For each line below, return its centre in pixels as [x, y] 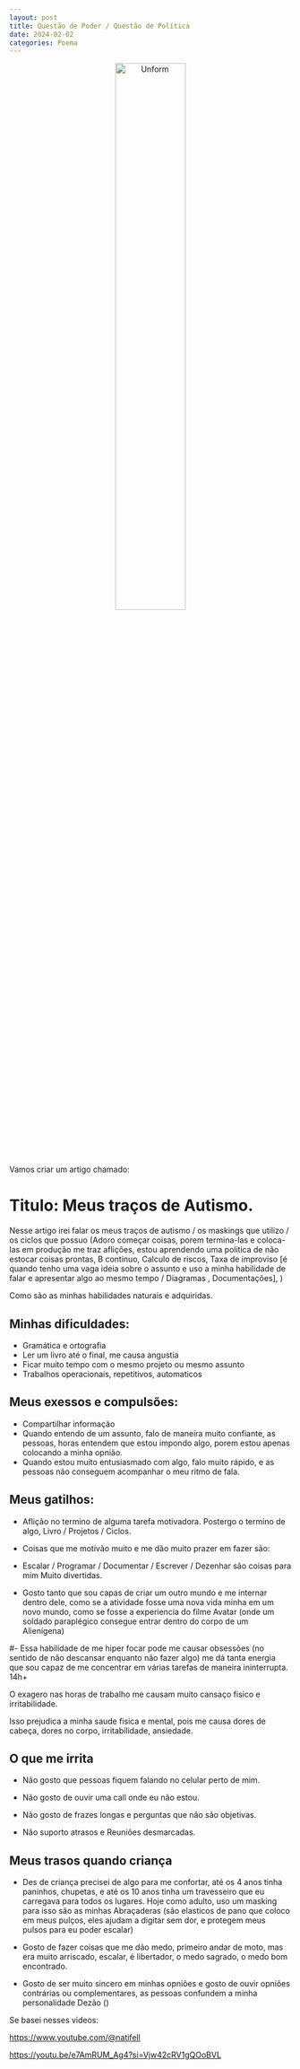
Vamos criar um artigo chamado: [69, 1170]
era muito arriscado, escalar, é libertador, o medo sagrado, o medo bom [155, 1957]
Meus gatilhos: [52, 1500]
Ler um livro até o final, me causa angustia [100, 1355]
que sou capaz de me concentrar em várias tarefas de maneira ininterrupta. [149, 1667]
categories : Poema [43, 43]
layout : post [34, 17]
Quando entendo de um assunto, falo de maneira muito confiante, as [149, 1433]
